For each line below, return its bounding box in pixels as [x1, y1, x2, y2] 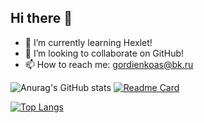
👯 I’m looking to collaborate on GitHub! [24, 47, 185, 59]
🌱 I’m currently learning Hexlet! [24, 36, 153, 48]
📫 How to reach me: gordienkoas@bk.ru [24, 58, 194, 70]
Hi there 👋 [10, 10, 73, 27]
